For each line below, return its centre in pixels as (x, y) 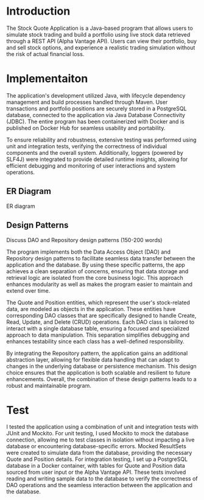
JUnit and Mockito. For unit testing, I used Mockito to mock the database (97, 434)
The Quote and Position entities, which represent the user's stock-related (98, 302)
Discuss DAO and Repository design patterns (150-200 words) (84, 240)
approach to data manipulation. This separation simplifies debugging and (98, 335)
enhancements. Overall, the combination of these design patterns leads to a (101, 379)
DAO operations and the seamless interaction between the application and (100, 485)
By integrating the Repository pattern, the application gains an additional (97, 353)
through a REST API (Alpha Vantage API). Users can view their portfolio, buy (101, 41)
